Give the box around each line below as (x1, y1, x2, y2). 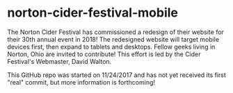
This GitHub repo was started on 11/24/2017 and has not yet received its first (7, 71, 226, 79)
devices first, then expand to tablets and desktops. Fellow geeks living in (7, 42, 216, 51)
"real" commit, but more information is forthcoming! (7, 78, 155, 86)
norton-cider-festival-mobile (7, 5, 179, 21)
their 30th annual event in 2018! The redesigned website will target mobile (7, 35, 220, 43)
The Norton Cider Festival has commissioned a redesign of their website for (7, 28, 225, 36)
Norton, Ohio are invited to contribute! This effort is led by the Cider (7, 50, 201, 58)
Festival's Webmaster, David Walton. (7, 57, 112, 65)
